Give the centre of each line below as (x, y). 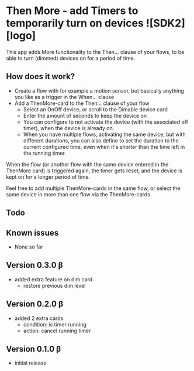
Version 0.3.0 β (34, 265)
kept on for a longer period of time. (48, 176)
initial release (30, 363)
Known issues (32, 233)
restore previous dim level (54, 285)
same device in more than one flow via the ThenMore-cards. (79, 194)
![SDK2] (165, 23)
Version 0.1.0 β (34, 349)
